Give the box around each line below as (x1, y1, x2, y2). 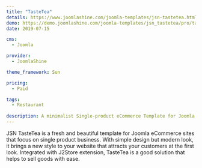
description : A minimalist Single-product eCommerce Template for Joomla (6, 113, 195, 119)
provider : (6, 53, 31, 59)
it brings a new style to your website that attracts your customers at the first (6, 142, 194, 149)
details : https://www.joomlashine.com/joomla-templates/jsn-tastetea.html (6, 14, 198, 20)
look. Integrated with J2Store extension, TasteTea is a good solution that (6, 148, 185, 156)
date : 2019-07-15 (6, 25, 50, 32)
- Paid (11, 85, 28, 92)
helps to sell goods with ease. (6, 155, 80, 162)
